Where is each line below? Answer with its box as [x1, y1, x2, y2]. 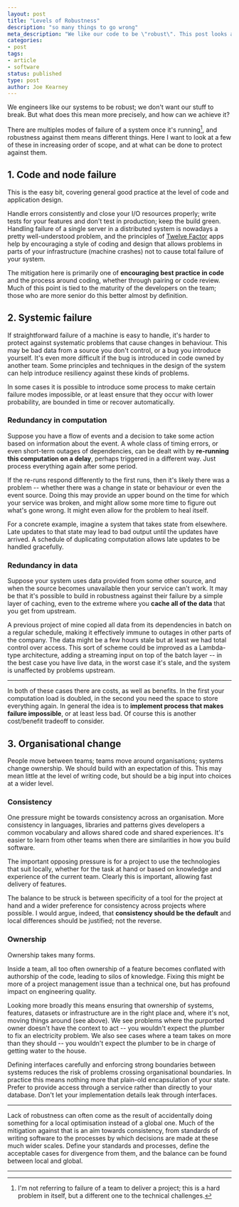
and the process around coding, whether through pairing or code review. [7, 276, 221, 284]
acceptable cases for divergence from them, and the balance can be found [7, 1149, 228, 1157]
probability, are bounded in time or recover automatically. [7, 397, 176, 406]
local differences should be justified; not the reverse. [7, 917, 162, 925]
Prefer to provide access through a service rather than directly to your [7, 1083, 213, 1092]
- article [7, 57, 37, 64]
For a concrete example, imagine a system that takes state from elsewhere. [7, 520, 228, 528]
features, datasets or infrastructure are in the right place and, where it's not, [7, 1008, 230, 1017]
